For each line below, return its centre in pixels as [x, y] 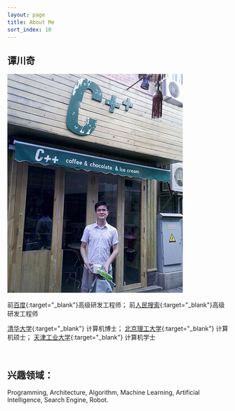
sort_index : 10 [29, 29]
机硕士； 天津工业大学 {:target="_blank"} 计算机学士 [81, 337]
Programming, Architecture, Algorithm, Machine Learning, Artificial [103, 392]
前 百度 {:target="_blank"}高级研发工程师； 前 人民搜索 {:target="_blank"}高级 [116, 305]
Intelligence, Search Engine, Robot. [58, 400]
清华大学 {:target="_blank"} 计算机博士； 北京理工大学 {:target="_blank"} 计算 [118, 328]
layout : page [26, 15]
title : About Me [31, 22]
